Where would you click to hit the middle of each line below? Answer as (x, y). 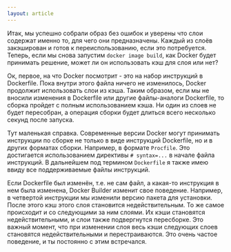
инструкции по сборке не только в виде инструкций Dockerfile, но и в (110, 140)
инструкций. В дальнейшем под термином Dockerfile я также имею (108, 162)
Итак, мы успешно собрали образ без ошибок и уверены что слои (105, 33)
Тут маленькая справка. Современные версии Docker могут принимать (114, 133)
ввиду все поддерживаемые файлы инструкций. (79, 169)
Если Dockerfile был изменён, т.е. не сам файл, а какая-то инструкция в (113, 182)
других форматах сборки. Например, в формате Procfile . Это (99, 147)
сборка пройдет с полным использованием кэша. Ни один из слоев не (112, 105)
